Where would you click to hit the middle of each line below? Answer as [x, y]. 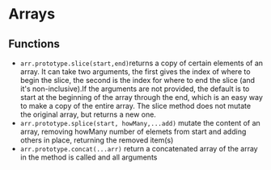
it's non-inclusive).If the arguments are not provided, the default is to [135, 89]
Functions [34, 44]
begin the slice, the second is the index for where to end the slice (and [138, 80]
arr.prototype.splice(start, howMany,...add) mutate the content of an [140, 123]
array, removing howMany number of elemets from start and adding [133, 131]
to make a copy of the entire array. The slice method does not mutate [135, 106]
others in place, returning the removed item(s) [97, 140]
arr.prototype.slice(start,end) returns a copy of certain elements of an [142, 63]
